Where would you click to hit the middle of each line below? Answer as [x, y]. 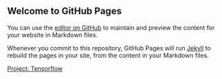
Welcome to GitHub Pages [64, 11]
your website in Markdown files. [52, 35]
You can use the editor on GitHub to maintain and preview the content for [111, 27]
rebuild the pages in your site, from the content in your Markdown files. [108, 55]
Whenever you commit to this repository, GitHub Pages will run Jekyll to [109, 48]
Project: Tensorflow [35, 68]
